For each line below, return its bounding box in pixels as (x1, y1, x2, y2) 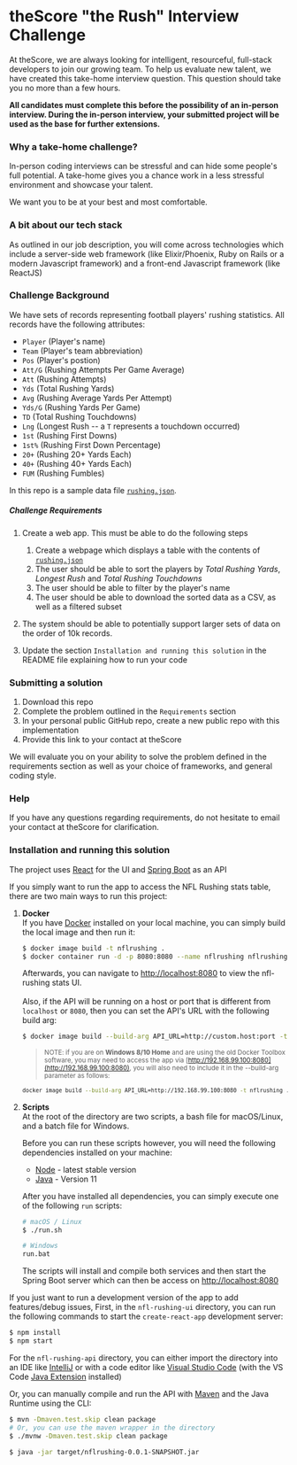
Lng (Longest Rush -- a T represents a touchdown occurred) (21, 421, 240, 431)
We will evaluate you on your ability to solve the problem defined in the (9, 751, 267, 763)
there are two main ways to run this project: (9, 890, 168, 901)
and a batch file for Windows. (21, 1120, 130, 1131)
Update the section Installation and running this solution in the (21, 645, 267, 655)
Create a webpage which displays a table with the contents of (34, 545, 261, 555)
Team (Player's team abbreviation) (21, 345, 143, 356)
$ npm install (9, 1329, 62, 1337)
